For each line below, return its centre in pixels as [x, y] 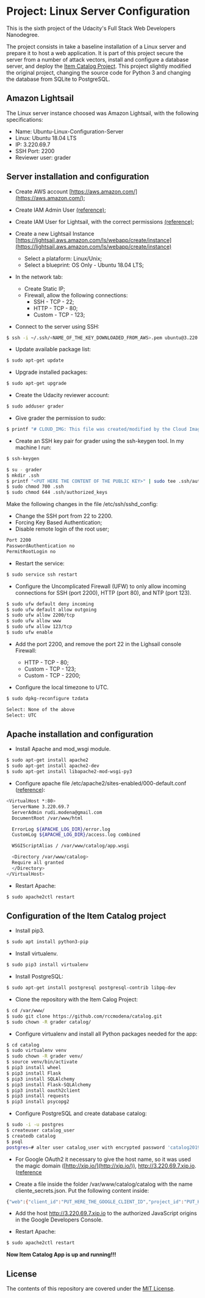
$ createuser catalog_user [41, 1130]
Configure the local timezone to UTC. [62, 687]
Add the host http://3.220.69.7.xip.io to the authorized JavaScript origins [106, 1214]
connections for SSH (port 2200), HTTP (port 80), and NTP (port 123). [103, 592]
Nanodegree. [23, 34]
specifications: [25, 119]
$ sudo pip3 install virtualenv [47, 965]
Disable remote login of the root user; [62, 529]
